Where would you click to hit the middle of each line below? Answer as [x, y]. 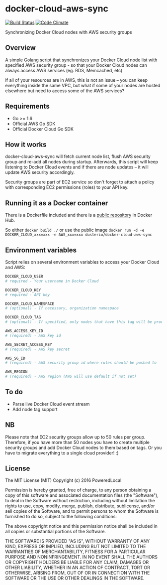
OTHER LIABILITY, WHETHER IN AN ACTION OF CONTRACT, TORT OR [78, 568]
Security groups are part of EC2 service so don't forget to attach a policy [80, 182]
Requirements [27, 106]
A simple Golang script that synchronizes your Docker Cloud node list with [81, 60]
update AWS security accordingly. [40, 172]
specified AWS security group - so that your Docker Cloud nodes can [76, 65]
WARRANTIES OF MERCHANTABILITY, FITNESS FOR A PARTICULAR [75, 552]
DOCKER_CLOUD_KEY [23, 290]
